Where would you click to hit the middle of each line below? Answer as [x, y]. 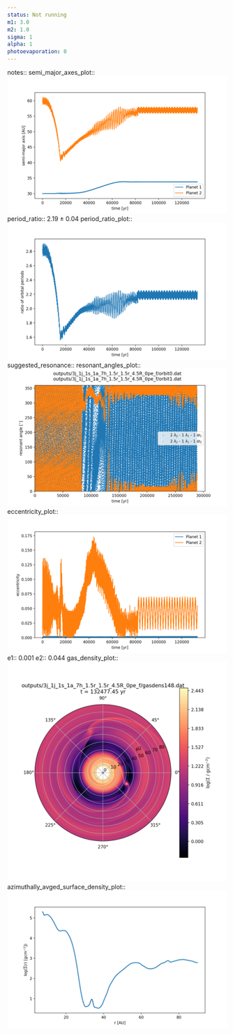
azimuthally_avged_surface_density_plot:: [66, 887]
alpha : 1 [20, 44]
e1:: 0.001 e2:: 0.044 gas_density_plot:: [63, 658]
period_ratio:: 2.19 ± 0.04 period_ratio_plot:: [70, 219]
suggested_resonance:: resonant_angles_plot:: [74, 365]
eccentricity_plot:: [33, 511]
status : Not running [37, 15]
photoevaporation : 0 [37, 52]
